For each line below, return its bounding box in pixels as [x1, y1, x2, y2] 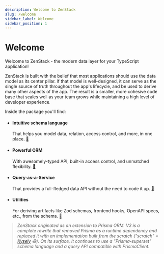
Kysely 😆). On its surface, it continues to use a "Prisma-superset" [17, 238, 152, 244]
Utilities [12, 197, 28, 203]
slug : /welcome [5, 12, 36, 17]
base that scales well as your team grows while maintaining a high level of [5, 94, 155, 100]
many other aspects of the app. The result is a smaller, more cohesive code [5, 89, 158, 95]
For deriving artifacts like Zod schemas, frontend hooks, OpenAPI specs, [12, 208, 160, 214]
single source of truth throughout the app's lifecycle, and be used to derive [5, 84, 157, 89]
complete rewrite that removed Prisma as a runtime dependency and [17, 228, 157, 233]
